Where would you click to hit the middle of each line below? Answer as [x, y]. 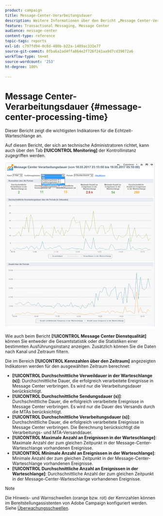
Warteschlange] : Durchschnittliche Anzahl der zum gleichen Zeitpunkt [83, 474]
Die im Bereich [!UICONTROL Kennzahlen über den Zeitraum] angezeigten [81, 361]
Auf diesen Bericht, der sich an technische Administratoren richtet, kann [77, 145]
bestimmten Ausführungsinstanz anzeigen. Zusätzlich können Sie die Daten [81, 346]
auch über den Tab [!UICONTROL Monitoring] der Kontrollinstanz [71, 150]
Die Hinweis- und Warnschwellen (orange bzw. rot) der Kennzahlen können [80, 498]
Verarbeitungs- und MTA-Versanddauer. [52, 432]
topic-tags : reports [26, 41]
